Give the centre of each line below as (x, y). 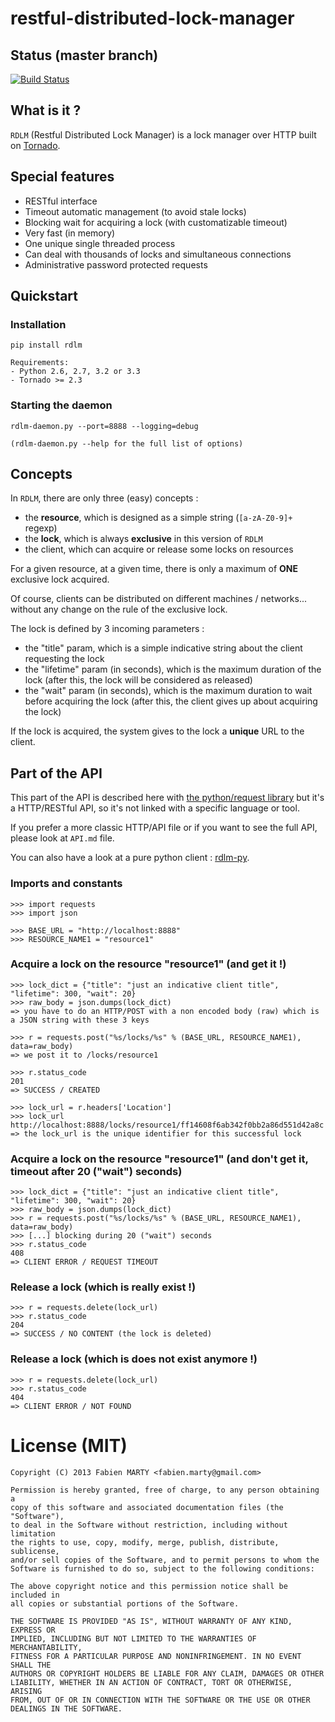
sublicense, (35, 1551)
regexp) (41, 528)
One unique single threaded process (100, 243)
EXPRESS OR (33, 1630)
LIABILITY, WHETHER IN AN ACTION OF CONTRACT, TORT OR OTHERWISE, (151, 1682)
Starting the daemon (61, 405)
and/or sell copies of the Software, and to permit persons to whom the (165, 1560)
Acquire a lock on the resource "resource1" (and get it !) (148, 964)
